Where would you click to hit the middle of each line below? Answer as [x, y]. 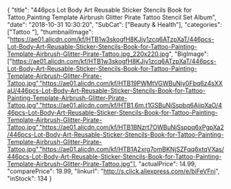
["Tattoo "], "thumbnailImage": [50, 32]
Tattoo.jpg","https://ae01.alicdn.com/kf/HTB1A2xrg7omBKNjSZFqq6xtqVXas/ [115, 149]
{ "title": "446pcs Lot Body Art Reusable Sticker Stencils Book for [99, 10]
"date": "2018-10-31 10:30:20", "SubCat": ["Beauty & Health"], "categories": [114, 24]
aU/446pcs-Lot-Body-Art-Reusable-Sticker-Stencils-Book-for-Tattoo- [107, 90]
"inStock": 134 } [30, 178]
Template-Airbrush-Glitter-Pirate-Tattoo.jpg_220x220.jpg [88, 54]
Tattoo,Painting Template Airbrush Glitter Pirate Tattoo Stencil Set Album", [112, 17]
